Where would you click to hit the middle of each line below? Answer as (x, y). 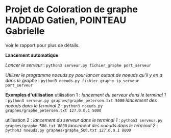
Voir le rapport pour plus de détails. (43, 45)
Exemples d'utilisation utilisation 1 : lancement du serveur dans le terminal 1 (86, 95)
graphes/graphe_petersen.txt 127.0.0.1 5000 (53, 110)
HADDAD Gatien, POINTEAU (66, 20)
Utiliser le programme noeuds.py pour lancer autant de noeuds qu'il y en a (84, 75)
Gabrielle (25, 31)
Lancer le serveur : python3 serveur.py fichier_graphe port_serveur (78, 65)
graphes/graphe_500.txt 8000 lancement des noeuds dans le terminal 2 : (82, 125)
